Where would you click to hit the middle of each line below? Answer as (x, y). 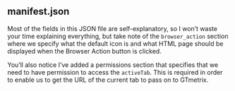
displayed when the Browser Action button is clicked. (85, 51)
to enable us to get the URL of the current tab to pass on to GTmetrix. (108, 80)
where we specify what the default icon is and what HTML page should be (115, 43)
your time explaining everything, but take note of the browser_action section (118, 36)
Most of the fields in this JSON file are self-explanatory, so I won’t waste (112, 28)
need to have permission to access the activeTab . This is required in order (115, 72)
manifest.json (38, 12)
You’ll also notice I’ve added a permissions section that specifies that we (113, 65)
